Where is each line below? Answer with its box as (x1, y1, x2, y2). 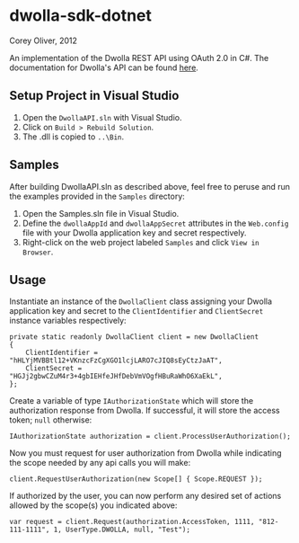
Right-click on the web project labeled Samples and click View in (22, 236, 259, 247)
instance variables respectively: (9, 316, 128, 326)
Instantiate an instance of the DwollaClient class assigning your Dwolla (9, 296, 272, 307)
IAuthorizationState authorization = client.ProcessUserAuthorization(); (9, 432, 292, 441)
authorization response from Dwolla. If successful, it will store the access (9, 405, 280, 416)
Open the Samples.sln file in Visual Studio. (22, 208, 180, 218)
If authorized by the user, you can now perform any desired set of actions (9, 491, 282, 502)
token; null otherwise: (9, 414, 92, 425)
